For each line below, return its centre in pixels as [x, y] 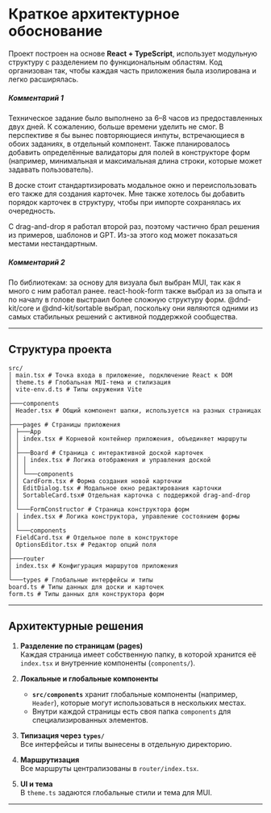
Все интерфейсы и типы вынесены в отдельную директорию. [126, 744]
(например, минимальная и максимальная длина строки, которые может [135, 161]
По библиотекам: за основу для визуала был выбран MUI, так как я [125, 282]
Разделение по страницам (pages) [81, 645]
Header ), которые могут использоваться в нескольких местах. [139, 703]
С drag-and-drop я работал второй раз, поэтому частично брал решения [134, 226]
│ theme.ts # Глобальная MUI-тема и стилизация [90, 382]
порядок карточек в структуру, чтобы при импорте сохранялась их [125, 202]
